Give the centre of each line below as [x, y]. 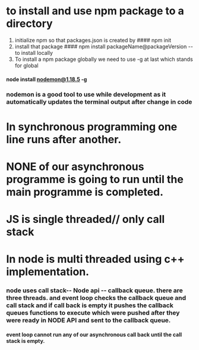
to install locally [34, 52]
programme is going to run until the [95, 179]
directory [29, 24]
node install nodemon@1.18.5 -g [47, 79]
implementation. [48, 272]
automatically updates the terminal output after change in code [99, 102]
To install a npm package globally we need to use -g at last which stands [104, 59]
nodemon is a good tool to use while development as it [86, 95]
